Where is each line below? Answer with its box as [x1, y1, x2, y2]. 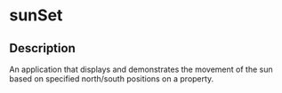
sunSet [9, 5, 63, 26]
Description [9, 41, 76, 56]
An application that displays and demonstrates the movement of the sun [9, 64, 273, 74]
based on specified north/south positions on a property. [9, 74, 214, 84]
